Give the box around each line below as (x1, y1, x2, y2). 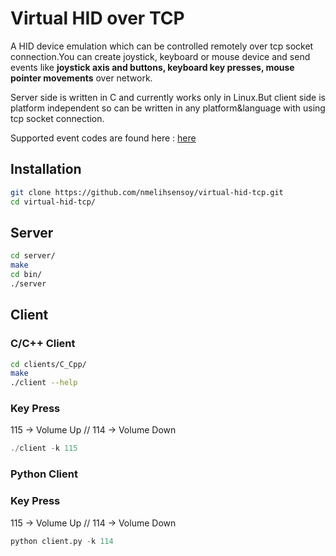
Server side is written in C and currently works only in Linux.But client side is (10, 91, 326, 103)
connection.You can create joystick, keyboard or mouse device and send (10, 50, 311, 62)
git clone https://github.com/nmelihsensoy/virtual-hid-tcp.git (10, 187, 284, 197)
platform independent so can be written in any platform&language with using (10, 102, 326, 114)
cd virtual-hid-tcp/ (10, 197, 97, 207)
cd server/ (10, 251, 56, 261)
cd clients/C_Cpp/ (10, 359, 87, 369)
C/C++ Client (10, 337, 76, 351)
